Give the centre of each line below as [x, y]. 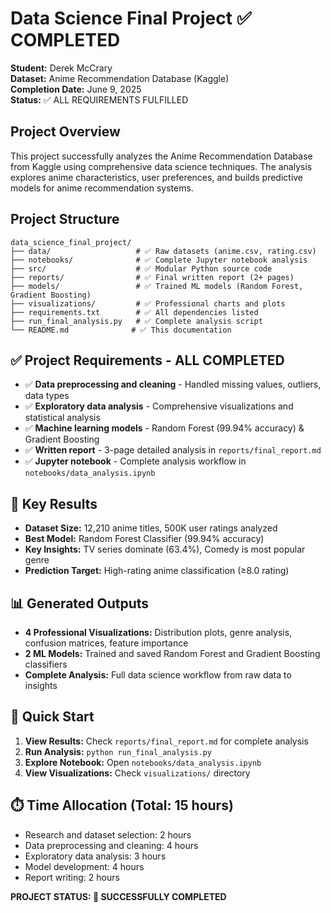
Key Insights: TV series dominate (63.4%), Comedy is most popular [165, 549]
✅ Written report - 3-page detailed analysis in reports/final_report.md [173, 450]
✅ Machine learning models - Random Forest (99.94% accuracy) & [164, 428]
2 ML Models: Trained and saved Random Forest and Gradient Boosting [172, 653]
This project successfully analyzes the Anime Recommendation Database [161, 156]
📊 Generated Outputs [80, 603]
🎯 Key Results [54, 503]
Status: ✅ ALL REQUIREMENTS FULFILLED [99, 99]
